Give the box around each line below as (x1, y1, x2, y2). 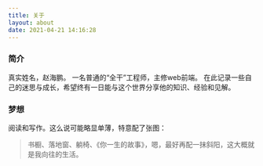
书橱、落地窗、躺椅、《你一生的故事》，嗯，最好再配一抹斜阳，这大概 (27, 139, 248, 149)
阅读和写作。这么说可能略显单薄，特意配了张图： (8, 123, 166, 132)
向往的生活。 (41, 150, 83, 159)
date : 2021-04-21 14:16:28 (8, 26, 97, 34)
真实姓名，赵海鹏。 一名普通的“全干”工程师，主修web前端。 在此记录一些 (8, 72, 246, 82)
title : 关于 (8, 11, 45, 20)
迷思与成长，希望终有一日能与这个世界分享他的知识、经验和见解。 (21, 82, 236, 92)
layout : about (8, 19, 55, 27)
